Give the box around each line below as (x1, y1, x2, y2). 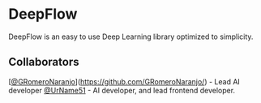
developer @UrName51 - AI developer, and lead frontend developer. (8, 85, 236, 95)
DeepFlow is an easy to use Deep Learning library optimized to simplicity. (8, 32, 254, 41)
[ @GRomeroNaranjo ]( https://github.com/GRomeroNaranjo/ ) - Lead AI (8, 76, 241, 86)
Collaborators (8, 55, 79, 69)
